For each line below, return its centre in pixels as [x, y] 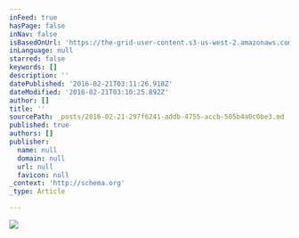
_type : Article [37, 192]
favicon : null [43, 175]
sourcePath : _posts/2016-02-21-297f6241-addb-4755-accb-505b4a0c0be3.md [147, 117]
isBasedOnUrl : [36, 42]
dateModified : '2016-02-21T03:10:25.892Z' [89, 92]
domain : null [41, 158]
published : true [39, 126]
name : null [37, 150]
